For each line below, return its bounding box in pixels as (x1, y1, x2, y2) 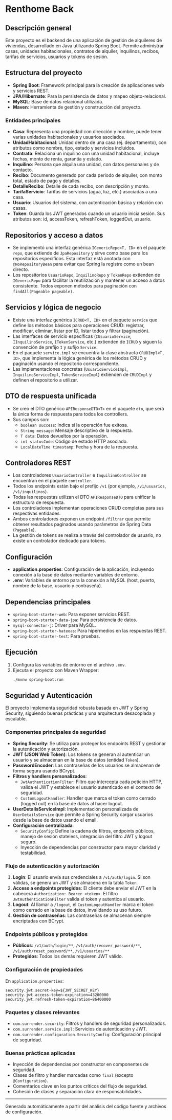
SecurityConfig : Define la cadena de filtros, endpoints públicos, (20, 827, 155, 834)
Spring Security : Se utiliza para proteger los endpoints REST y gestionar (12, 740, 166, 746)
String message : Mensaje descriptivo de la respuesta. (20, 427, 133, 433)
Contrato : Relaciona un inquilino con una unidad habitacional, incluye (12, 150, 160, 157)
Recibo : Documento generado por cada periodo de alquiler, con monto (12, 172, 162, 178)
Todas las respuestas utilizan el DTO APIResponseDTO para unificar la (12, 494, 156, 500)
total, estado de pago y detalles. (12, 178, 81, 184)
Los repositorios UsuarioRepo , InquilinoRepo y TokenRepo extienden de (12, 272, 160, 278)
